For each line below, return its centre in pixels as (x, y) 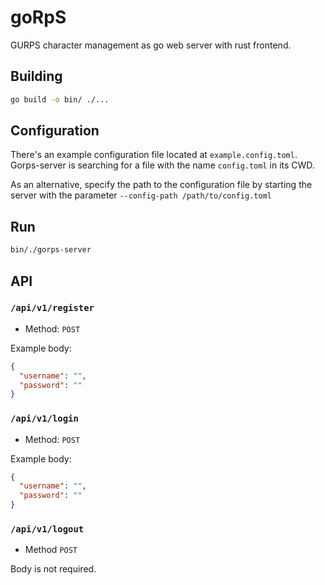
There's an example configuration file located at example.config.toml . (154, 155)
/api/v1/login (44, 419)
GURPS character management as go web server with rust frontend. (151, 45)
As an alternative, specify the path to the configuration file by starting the (161, 185)
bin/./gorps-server (51, 250)
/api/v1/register (52, 308)
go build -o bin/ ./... (60, 99)
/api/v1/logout (47, 529)
